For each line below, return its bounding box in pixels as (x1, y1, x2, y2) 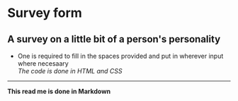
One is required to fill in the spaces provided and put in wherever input (17, 52, 224, 60)
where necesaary (17, 59, 69, 68)
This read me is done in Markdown (7, 87, 111, 95)
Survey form (7, 5, 83, 21)
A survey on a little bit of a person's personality (7, 33, 221, 45)
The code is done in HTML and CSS (17, 67, 123, 75)
